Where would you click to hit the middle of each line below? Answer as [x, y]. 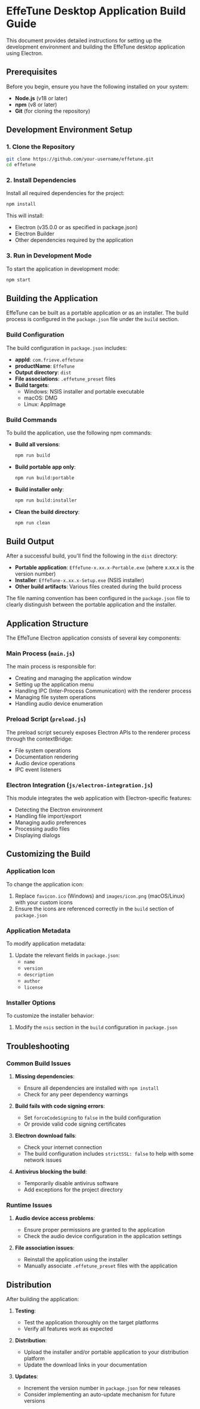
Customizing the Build [49, 854]
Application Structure [47, 623]
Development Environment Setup [69, 130]
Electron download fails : [46, 1135]
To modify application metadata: [46, 943]
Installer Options [31, 1002]
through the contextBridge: [40, 739]
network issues [43, 1160]
